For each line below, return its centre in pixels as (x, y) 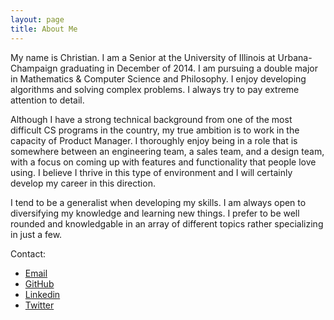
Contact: (28, 253)
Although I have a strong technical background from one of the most (151, 119)
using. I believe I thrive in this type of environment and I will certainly (151, 172)
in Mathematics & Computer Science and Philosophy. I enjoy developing (158, 78)
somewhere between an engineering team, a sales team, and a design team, (167, 151)
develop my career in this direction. (83, 183)
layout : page (37, 19)
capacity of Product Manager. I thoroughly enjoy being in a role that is (154, 140)
